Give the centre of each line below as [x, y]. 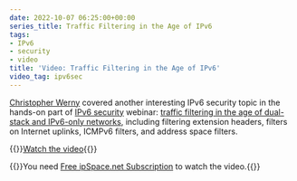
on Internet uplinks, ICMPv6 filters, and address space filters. [124, 131]
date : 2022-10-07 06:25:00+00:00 [72, 18]
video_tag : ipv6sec [46, 77]
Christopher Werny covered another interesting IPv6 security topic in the [145, 102]
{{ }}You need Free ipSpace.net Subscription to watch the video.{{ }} [135, 166]
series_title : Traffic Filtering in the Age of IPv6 [111, 26]
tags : [19, 34]
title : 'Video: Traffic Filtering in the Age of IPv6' [115, 69]
